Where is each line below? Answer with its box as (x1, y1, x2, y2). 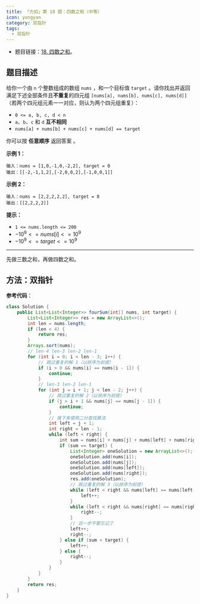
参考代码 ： (6, 292, 33, 299)
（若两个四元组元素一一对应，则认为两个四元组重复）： (6, 99, 139, 106)
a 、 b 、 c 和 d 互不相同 (14, 118, 67, 125)
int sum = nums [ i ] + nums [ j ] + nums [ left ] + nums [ (59, 437, 188, 443)
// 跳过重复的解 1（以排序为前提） (37, 359, 114, 365)
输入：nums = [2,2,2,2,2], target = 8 (6, 194, 100, 200)
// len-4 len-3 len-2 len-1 (27, 348, 97, 354)
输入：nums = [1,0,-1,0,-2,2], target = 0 (6, 163, 111, 169)
